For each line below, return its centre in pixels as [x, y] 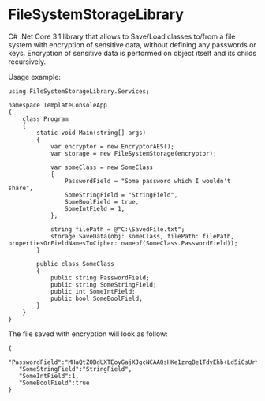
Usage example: [35, 77]
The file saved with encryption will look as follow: [88, 334]
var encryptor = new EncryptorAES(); [112, 146]
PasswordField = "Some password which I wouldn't [147, 181]
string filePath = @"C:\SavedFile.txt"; [118, 229]
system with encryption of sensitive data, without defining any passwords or [132, 44]
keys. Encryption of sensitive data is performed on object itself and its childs [132, 53]
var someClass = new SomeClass [102, 167]
